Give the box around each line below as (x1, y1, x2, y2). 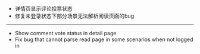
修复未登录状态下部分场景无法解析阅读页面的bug (14, 12, 135, 19)
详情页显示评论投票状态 (14, 5, 73, 12)
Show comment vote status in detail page (14, 30, 117, 36)
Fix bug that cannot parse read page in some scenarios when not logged (14, 36, 193, 43)
